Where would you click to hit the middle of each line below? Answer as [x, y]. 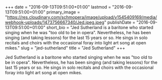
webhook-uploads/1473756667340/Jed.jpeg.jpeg [55, 22]
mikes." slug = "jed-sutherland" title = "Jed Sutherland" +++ [65, 48]
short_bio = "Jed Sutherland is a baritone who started [100, 27]
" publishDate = [120, 22]
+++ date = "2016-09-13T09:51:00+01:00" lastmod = [58, 7]
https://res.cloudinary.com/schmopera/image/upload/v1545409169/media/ [82, 17]
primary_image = [63, 12]
